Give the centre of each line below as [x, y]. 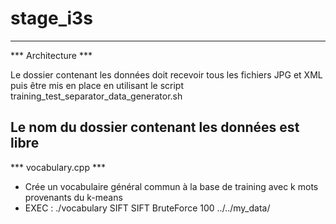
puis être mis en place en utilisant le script [97, 85]
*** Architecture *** [51, 55]
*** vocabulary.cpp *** [58, 167]
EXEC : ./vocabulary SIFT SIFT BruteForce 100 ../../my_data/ [147, 208]
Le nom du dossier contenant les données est [155, 127]
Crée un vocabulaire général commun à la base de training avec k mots [171, 186]
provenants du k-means [73, 197]
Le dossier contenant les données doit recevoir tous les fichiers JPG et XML [166, 74]
